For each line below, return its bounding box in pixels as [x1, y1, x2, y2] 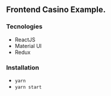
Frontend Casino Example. [6, 5, 106, 15]
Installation [6, 63, 40, 72]
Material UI [14, 42, 42, 49]
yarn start [14, 84, 42, 90]
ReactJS [14, 36, 36, 43]
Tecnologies [6, 23, 43, 31]
